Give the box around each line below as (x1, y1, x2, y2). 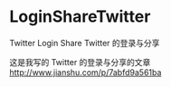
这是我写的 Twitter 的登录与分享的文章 (9, 56, 151, 67)
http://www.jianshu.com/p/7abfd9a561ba (9, 66, 162, 78)
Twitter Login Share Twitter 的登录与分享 (9, 37, 160, 48)
